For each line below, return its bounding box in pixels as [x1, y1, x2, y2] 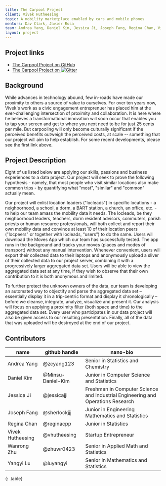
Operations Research [85, 398, 134, 405]
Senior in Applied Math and [85, 442, 148, 449]
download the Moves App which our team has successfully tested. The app [5, 237, 159, 243]
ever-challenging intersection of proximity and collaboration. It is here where [5, 110, 161, 116]
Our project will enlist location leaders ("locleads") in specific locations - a [5, 200, 157, 206]
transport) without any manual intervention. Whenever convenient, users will [5, 247, 161, 253]
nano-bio [110, 349, 133, 356]
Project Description [5, 156, 66, 165]
